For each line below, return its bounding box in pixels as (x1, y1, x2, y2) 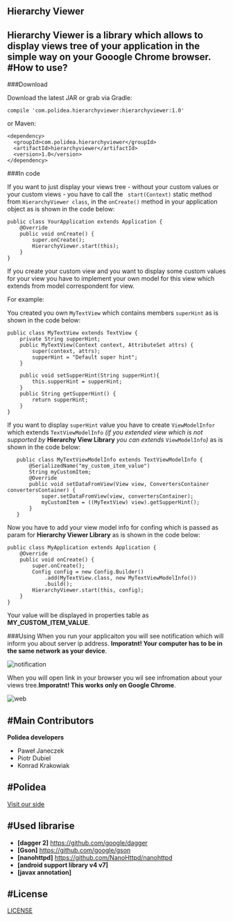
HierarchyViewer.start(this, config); (32, 587, 144, 594)
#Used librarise (7, 820, 75, 832)
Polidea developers (7, 733, 64, 742)
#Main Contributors (7, 715, 94, 726)
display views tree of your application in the (7, 40, 200, 51)
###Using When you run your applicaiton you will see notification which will (7, 632, 224, 640)
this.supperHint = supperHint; (32, 378, 123, 385)
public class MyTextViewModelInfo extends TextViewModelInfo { (16, 457, 203, 464)
